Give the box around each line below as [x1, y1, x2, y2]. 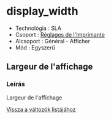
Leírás [6, 80, 26, 88]
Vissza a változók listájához [6, 106, 76, 113]
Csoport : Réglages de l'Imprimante [15, 31, 105, 38]
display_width [6, 4, 78, 18]
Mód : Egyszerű [15, 44, 55, 51]
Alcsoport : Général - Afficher [15, 37, 91, 45]
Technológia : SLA [15, 24, 61, 32]
